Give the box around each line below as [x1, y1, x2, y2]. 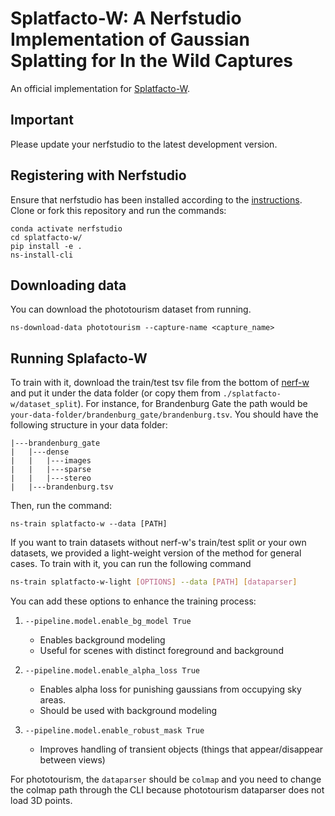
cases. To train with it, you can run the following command [10, 558, 252, 570]
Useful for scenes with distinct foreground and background [39, 645, 284, 657]
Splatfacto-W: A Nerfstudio [10, 7, 242, 30]
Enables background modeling [39, 634, 166, 646]
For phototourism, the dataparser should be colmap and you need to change [10, 773, 322, 786]
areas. [39, 694, 67, 706]
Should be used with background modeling [39, 705, 218, 717]
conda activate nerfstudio [10, 223, 123, 234]
